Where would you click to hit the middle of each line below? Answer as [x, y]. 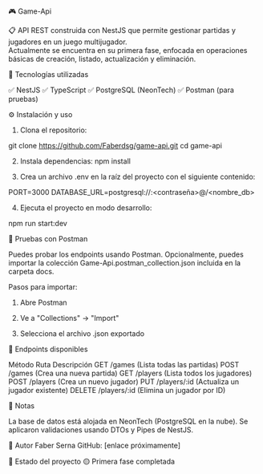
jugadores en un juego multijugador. [68, 42]
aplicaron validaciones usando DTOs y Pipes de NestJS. [101, 430]
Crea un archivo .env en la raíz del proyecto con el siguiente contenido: [138, 176]
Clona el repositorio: [53, 130]
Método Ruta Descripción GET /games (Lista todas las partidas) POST [124, 365]
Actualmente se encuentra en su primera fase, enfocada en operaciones [128, 50]
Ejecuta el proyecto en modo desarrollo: [86, 208]
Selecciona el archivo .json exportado [82, 334]
